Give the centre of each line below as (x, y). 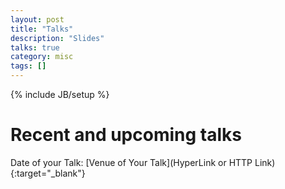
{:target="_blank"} (48, 173)
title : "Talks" (42, 29)
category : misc (42, 57)
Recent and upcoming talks (126, 135)
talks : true (35, 47)
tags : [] (28, 66)
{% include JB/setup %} (60, 94)
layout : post (37, 19)
